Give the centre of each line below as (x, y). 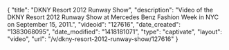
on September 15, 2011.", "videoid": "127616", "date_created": (94, 24)
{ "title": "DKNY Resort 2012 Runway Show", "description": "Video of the (110, 10)
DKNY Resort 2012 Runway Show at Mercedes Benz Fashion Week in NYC (113, 17)
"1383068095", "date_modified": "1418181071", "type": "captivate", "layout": (115, 32)
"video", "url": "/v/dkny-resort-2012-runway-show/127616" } (93, 39)
